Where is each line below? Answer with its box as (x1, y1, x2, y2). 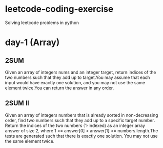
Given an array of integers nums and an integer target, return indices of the (5, 69, 156, 75)
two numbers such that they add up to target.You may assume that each (5, 74, 150, 80)
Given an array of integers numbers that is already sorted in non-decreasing (5, 112, 159, 118)
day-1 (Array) (5, 37, 60, 48)
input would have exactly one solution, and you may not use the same (5, 79, 145, 85)
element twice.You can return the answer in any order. (5, 85, 114, 91)
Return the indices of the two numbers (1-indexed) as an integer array (5, 123, 145, 128)
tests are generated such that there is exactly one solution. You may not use (5, 133, 158, 139)
